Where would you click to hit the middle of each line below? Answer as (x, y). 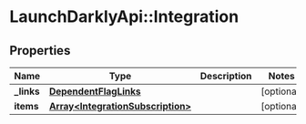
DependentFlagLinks (95, 91)
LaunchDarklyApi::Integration (124, 17)
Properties (40, 51)
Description (226, 76)
